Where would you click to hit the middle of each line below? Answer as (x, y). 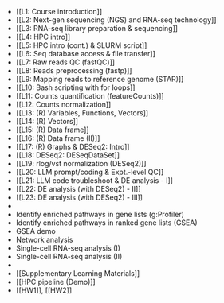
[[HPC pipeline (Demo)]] (55, 282)
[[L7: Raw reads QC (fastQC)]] (65, 62)
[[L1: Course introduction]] (59, 12)
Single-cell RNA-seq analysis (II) (69, 256)
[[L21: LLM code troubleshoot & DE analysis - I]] (94, 181)
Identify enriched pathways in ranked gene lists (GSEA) (106, 223)
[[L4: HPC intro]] (43, 37)
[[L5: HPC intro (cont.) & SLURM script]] (81, 45)
